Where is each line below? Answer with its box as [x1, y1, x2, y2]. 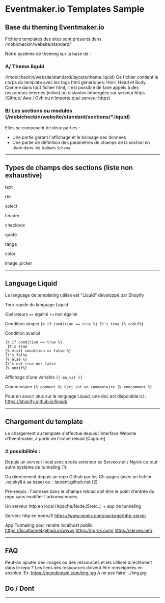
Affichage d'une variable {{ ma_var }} [5, 374, 82, 380]
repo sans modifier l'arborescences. [5, 494, 79, 500]
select [5, 203, 18, 209]
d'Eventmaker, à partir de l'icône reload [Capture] [5, 436, 106, 442]
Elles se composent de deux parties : [5, 124, 80, 131]
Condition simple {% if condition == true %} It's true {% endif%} [5, 321, 144, 327]
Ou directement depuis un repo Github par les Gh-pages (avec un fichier [5, 474, 152, 480]
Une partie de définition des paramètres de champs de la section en [12, 139, 150, 145]
